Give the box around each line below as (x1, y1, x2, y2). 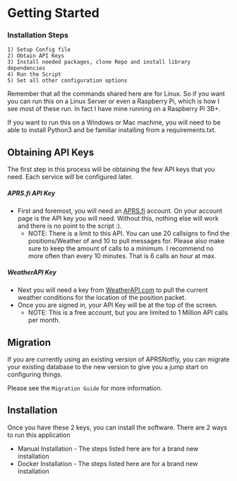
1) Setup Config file (7, 46, 71, 54)
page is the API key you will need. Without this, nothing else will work (17, 214, 219, 223)
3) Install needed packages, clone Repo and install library (7, 59, 191, 66)
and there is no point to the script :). (17, 221, 122, 231)
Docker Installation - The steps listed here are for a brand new (17, 459, 199, 468)
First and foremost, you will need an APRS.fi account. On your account (17, 207, 223, 215)
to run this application (7, 430, 71, 439)
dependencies (7, 65, 46, 72)
